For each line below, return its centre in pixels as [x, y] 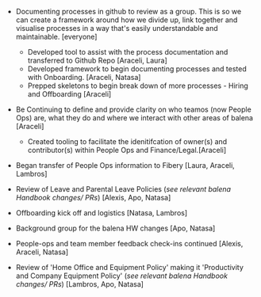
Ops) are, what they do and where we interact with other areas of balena [134, 118]
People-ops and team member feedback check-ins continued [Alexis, [129, 244]
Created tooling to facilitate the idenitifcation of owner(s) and [127, 141]
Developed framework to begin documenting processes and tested [137, 69]
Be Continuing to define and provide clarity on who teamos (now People [133, 109]
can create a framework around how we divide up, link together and [127, 20]
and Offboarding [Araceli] [69, 94]
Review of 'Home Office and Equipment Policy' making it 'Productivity [130, 267]
